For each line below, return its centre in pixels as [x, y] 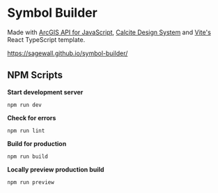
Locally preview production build [56, 169]
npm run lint [26, 131]
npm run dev [24, 105]
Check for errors [32, 117]
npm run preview [31, 182]
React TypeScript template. [46, 39]
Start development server [45, 92]
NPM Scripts [35, 75]
